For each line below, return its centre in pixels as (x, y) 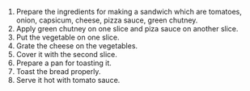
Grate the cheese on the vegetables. (77, 46)
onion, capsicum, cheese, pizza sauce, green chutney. (107, 20)
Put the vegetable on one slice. (68, 37)
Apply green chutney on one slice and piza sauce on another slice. (127, 29)
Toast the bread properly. (58, 71)
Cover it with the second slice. (66, 54)
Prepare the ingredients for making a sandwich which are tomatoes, (129, 12)
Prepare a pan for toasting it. (64, 63)
